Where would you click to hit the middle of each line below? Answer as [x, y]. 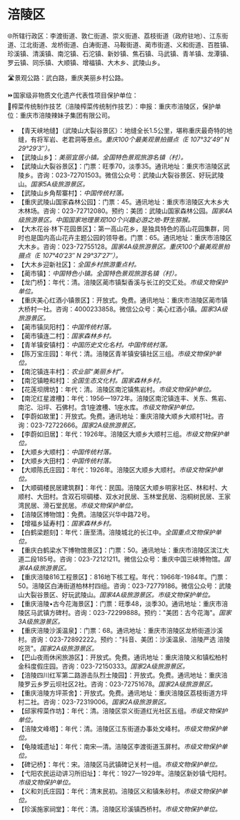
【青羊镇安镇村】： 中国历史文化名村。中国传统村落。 [94, 344]
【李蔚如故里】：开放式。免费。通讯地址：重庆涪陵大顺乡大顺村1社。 [117, 416]
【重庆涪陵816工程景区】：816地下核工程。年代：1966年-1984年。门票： [124, 576]
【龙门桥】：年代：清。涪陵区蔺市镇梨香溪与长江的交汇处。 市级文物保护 [122, 282]
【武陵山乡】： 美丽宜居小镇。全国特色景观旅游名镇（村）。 [102, 157]
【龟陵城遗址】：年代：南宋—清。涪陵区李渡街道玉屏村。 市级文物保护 [119, 746]
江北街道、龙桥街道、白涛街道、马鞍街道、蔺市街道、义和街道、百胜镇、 [126, 44]
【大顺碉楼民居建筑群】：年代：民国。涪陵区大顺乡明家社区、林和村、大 [122, 487]
